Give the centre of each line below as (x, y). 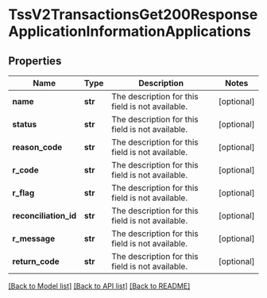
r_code (25, 170)
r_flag (23, 193)
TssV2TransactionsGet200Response (133, 15)
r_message (34, 238)
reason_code (37, 147)
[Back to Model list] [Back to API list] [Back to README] (99, 286)
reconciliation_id (44, 216)
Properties (35, 61)
